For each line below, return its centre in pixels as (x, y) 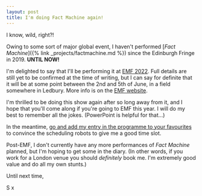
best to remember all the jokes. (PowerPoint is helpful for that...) (86, 115)
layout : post (23, 12)
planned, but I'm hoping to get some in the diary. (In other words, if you (95, 151)
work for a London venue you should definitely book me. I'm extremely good (101, 157)
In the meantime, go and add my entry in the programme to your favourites (99, 126)
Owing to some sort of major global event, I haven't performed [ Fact (91, 47)
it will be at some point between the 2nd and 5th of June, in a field (88, 84)
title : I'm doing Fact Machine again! (55, 18)
